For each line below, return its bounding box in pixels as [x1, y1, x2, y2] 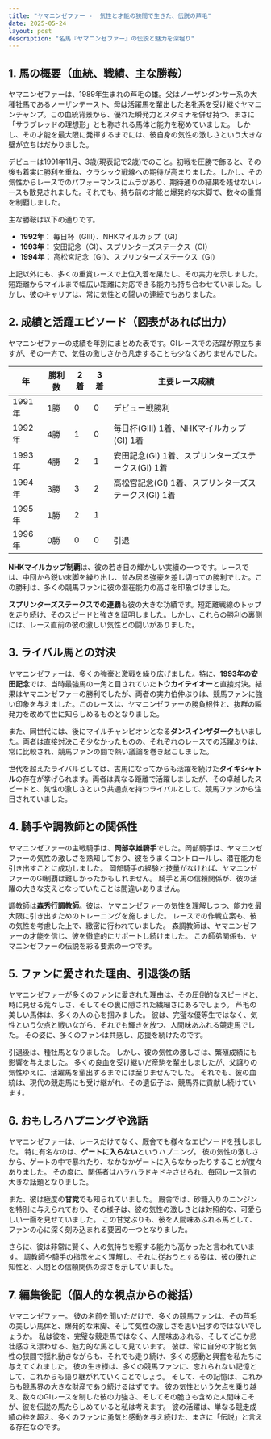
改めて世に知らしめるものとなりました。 [29, 709, 164, 719]
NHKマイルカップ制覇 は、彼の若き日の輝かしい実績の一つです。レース [8, 562, 242, 572]
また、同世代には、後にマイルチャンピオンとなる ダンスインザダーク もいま [8, 726, 256, 736]
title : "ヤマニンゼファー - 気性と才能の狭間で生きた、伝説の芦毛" [8, 11, 212, 20]
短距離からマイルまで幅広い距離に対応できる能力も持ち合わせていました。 [8, 280, 256, 289]
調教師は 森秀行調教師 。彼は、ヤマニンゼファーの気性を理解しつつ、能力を [8, 901, 256, 910]
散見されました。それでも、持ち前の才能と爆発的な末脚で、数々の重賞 [29, 188, 262, 197]
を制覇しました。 [8, 197, 65, 207]
